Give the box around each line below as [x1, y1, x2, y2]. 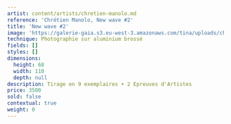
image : [7, 29, 26, 37]
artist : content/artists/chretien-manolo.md [7, 10, 137, 17]
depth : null [13, 74, 48, 81]
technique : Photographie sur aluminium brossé [7, 36, 143, 43]
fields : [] [7, 42, 38, 49]
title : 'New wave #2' [7, 23, 69, 30]
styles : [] [7, 49, 38, 56]
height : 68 [13, 61, 45, 68]
